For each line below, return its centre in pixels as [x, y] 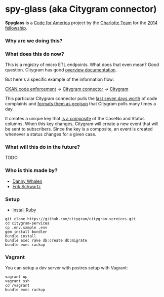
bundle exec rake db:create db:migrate [46, 241]
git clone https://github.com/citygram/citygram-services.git [70, 219]
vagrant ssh [17, 281]
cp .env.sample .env [26, 228]
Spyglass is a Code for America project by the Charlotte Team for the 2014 [81, 23]
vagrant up [16, 277]
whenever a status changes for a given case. [51, 134]
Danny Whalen [27, 181]
